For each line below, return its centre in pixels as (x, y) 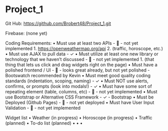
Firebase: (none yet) (26, 33)
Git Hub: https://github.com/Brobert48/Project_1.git (58, 23)
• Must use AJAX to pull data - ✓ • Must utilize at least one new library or (82, 54)
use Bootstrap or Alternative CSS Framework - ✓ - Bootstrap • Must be (79, 97)
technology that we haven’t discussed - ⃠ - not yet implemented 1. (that (80, 59)
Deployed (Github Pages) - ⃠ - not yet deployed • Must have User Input (80, 102)
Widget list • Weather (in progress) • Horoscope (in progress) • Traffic (79, 117)
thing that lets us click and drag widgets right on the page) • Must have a (81, 64)
